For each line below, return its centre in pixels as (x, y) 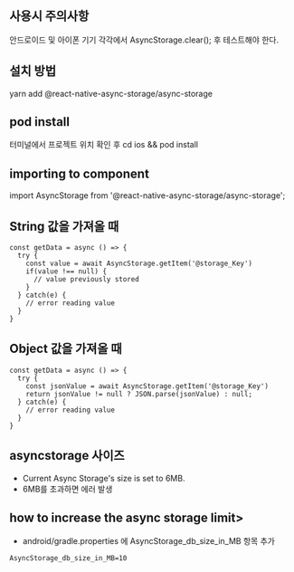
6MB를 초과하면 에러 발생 (67, 489)
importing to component (79, 173)
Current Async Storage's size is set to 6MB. (104, 478)
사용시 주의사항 (49, 16)
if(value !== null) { (66, 272)
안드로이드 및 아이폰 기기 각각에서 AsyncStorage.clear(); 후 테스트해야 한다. (144, 40)
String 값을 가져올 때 (64, 226)
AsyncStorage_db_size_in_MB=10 (68, 558)
